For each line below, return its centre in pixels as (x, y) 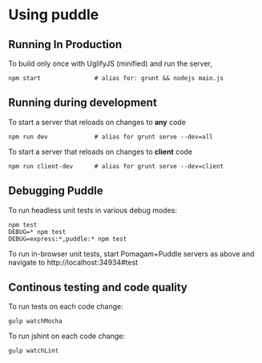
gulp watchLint (34, 351)
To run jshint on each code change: (67, 336)
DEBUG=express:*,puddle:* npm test (68, 239)
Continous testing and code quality (98, 287)
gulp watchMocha (35, 321)
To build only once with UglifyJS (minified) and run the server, (110, 63)
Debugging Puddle (56, 191)
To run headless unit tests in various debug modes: (93, 210)
